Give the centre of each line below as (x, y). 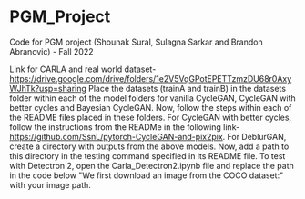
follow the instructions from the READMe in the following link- (125, 127)
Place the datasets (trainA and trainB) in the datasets (187, 88)
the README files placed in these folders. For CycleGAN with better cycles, (151, 117)
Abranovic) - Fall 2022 (51, 51)
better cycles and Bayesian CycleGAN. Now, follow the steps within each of (151, 107)
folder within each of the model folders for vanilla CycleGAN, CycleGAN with (152, 98)
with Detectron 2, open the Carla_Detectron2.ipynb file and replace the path (152, 165)
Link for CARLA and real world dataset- (83, 69)
